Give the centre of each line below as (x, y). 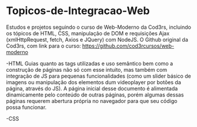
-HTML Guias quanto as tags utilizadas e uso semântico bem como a (90, 63)
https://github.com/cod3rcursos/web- (128, 46)
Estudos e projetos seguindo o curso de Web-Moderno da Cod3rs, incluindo (98, 27)
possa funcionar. (26, 107)
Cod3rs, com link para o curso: (44, 46)
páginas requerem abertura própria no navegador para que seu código (92, 101)
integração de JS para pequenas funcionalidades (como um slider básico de (98, 76)
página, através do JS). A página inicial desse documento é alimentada (92, 88)
